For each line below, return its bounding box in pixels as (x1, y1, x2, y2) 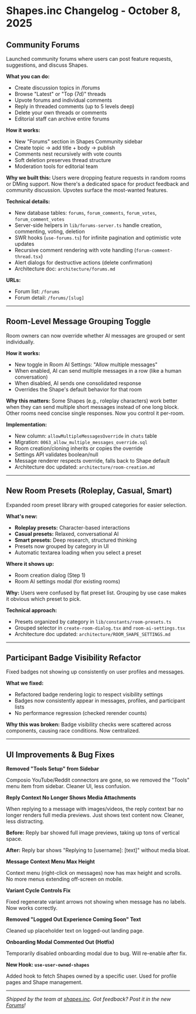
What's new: (6, 513, 38, 520)
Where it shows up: (6, 560, 54, 567)
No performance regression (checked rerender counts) (14, 710, 147, 717)
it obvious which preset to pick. (6, 595, 82, 602)
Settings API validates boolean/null (14, 451, 99, 458)
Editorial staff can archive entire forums (14, 115, 110, 122)
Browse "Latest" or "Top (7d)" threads (14, 91, 106, 97)
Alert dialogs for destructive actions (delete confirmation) (14, 259, 153, 266)
